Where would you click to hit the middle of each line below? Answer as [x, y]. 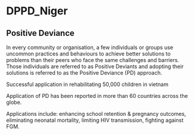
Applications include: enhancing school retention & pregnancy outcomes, [96, 114]
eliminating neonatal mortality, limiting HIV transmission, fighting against [95, 120]
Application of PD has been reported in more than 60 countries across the [97, 96]
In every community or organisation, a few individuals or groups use [90, 47]
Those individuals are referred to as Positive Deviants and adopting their [95, 66]
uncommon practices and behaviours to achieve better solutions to [89, 54]
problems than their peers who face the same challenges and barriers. [93, 60]
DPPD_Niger [37, 11]
